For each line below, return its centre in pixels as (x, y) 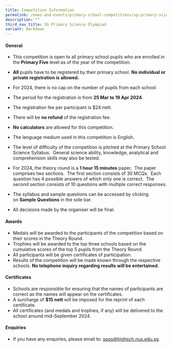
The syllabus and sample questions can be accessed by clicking (81, 194)
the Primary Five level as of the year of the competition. (72, 63)
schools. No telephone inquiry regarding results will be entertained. (86, 266)
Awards (14, 221)
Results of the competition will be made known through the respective (87, 260)
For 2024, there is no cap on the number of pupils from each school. (85, 88)
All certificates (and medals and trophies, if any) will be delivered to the (88, 310)
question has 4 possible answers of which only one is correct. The (83, 179)
